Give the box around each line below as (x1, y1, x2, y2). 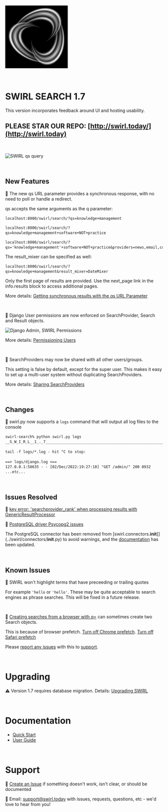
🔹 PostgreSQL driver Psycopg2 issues (5, 521, 83, 527)
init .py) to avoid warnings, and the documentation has (47, 536, 158, 543)
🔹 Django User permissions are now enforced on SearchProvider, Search (5, 312, 155, 318)
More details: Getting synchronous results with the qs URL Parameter (5, 293, 148, 299)
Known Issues (5, 566, 50, 575)
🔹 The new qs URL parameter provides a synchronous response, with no (5, 190, 155, 196)
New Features (5, 177, 49, 186)
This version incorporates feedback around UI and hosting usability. (5, 107, 145, 113)
